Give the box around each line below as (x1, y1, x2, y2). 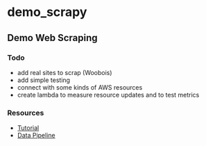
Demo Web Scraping (7, 32, 98, 44)
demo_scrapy (7, 4, 87, 20)
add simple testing (17, 76, 71, 84)
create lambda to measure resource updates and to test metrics (17, 90, 200, 99)
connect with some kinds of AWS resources (17, 83, 143, 91)
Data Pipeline (17, 131, 55, 140)
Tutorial (17, 124, 40, 132)
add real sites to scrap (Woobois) (17, 68, 112, 76)
